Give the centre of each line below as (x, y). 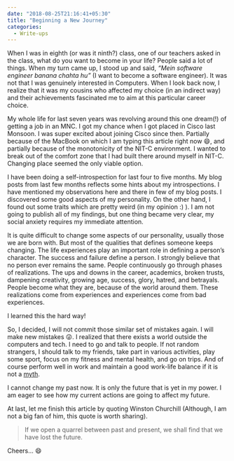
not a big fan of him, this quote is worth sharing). (78, 416)
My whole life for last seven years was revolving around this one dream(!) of (117, 119)
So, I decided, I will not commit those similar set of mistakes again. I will (110, 329)
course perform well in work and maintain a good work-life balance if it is (113, 367)
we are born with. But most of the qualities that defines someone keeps (110, 243)
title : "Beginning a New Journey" (58, 20)
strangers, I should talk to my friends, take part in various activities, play (111, 352)
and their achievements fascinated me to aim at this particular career (106, 98)
